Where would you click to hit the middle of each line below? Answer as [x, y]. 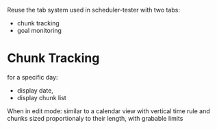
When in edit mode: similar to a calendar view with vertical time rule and [108, 111]
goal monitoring [39, 31]
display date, [35, 90]
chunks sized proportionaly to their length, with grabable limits [95, 118]
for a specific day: [33, 77]
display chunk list [41, 97]
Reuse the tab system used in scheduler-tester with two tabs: [93, 10]
